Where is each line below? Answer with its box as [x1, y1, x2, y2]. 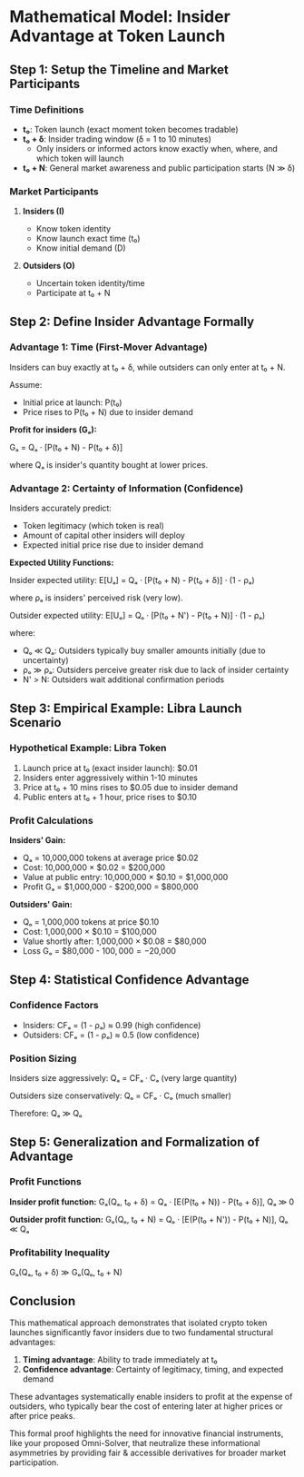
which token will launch [35, 153, 124, 164]
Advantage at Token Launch [9, 25, 226, 46]
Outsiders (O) [22, 261, 75, 272]
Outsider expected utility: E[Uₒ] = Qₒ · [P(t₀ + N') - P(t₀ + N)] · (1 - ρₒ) [9, 610, 266, 621]
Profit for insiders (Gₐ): [9, 424, 97, 435]
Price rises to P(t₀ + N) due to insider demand [22, 406, 193, 417]
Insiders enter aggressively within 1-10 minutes [22, 772, 198, 783]
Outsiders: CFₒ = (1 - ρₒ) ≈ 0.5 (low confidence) [22, 1029, 200, 1040]
